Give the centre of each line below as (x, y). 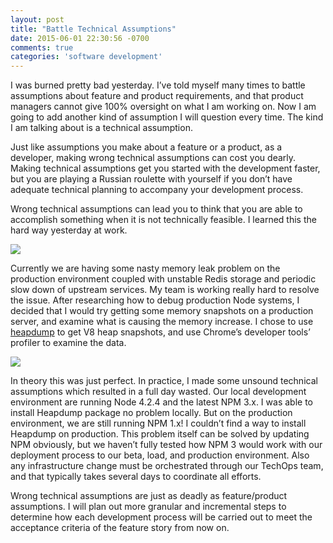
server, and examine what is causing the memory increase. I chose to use (162, 322)
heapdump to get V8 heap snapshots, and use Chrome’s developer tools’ (160, 332)
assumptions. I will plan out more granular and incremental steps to (148, 507)
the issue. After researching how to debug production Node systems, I (155, 300)
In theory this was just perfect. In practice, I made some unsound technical (164, 381)
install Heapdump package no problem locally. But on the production (151, 413)
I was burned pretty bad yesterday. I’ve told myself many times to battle (158, 85)
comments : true (42, 47)
